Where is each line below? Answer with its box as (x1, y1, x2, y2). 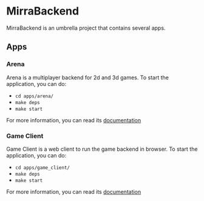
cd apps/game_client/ (15, 165, 70, 171)
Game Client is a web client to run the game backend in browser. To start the (6, 145, 198, 153)
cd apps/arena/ (15, 93, 54, 99)
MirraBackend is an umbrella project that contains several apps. (6, 24, 166, 31)
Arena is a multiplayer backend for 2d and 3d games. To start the (6, 74, 169, 81)
